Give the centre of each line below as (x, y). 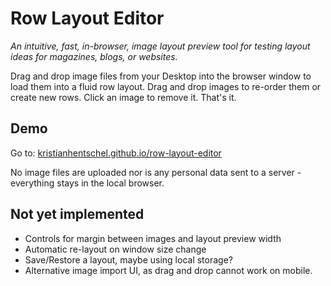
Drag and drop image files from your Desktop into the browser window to (161, 76)
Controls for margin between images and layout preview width (153, 238)
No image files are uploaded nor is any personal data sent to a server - (156, 172)
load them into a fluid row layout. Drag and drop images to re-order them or (166, 86)
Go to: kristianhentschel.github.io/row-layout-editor (116, 153)
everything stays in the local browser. (87, 183)
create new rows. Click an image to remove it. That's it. (123, 97)
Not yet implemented (77, 214)
